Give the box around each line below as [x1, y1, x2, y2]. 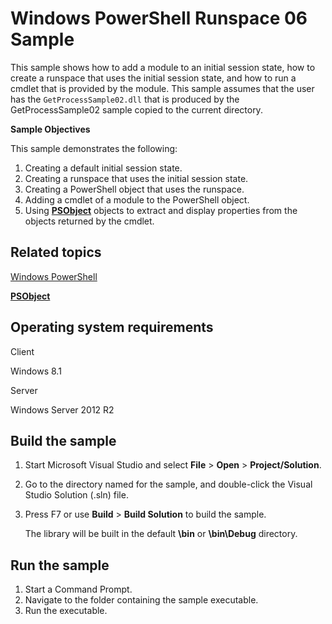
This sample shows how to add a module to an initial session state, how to [10, 61, 316, 73]
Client [10, 345, 35, 357]
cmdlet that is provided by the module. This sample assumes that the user [10, 82, 315, 94]
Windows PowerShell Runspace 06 [10, 7, 308, 30]
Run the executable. [24, 605, 108, 617]
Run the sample [10, 557, 110, 574]
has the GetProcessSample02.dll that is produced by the [10, 93, 240, 105]
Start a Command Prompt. [24, 583, 133, 596]
